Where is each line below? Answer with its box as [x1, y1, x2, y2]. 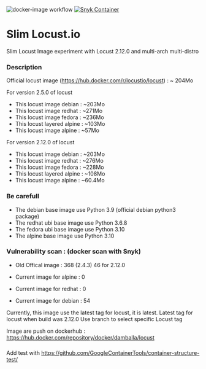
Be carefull [6, 192, 40, 201]
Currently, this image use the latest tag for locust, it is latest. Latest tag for [6, 309, 193, 316]
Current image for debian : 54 [15, 297, 91, 304]
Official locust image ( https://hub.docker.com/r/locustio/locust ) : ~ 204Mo [6, 77, 194, 84]
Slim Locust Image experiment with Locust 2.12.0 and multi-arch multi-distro [6, 47, 199, 55]
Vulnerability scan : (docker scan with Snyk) [6, 247, 141, 256]
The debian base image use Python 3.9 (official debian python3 [15, 206, 176, 213]
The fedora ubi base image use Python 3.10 [15, 225, 125, 233]
